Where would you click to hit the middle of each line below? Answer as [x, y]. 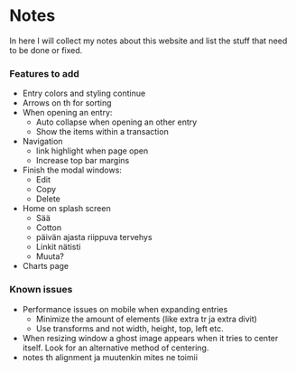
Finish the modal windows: [72, 170]
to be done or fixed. [46, 50]
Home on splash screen [66, 209]
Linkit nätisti [58, 247]
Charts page [46, 266]
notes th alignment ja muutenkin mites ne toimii [110, 357]
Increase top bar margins [83, 161]
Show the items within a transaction [102, 132]
